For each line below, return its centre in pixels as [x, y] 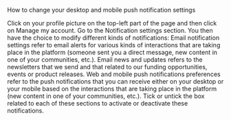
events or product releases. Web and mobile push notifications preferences [114, 74]
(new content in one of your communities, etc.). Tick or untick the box [106, 96]
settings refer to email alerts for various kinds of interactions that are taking [114, 45]
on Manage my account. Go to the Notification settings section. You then [110, 31]
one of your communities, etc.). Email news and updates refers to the [105, 60]
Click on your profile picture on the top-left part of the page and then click [112, 23]
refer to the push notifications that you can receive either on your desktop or [115, 81]
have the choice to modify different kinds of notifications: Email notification [113, 38]
